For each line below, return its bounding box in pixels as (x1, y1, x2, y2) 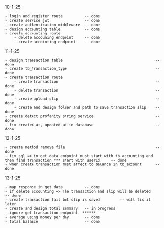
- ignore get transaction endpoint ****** (5, 210, 96, 215)
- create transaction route (5, 75, 63, 80)
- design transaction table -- (5, 58, 160, 63)
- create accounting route (5, 31, 61, 36)
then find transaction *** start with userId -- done (5, 158, 127, 163)
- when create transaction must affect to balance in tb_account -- (5, 162, 160, 167)
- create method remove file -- (5, 145, 160, 150)
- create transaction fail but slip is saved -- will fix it (5, 197, 151, 202)
